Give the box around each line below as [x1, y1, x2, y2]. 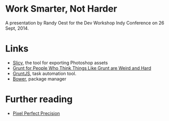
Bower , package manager [12, 75, 66, 82]
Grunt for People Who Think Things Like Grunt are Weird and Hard [12, 65, 151, 71]
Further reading [5, 94, 73, 105]
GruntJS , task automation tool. [12, 70, 77, 76]
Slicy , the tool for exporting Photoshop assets [12, 59, 108, 66]
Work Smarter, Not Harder [5, 3, 118, 15]
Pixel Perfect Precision [12, 110, 60, 116]
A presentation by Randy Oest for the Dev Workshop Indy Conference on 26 [5, 20, 164, 26]
